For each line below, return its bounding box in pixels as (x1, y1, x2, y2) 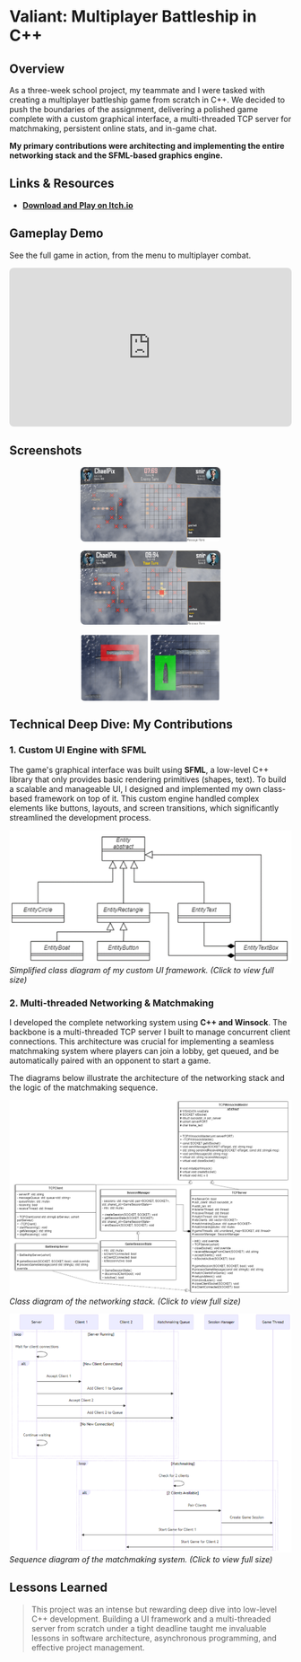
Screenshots (9, 443, 82, 458)
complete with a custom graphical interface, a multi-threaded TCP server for (9, 114, 292, 124)
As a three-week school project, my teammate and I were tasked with (9, 85, 266, 95)
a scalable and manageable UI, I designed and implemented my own (9, 783, 262, 794)
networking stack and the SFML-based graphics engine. (9, 150, 224, 161)
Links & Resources (9, 176, 115, 191)
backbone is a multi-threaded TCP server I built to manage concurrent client (9, 1026, 291, 1037)
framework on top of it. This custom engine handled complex (34, 793, 260, 804)
